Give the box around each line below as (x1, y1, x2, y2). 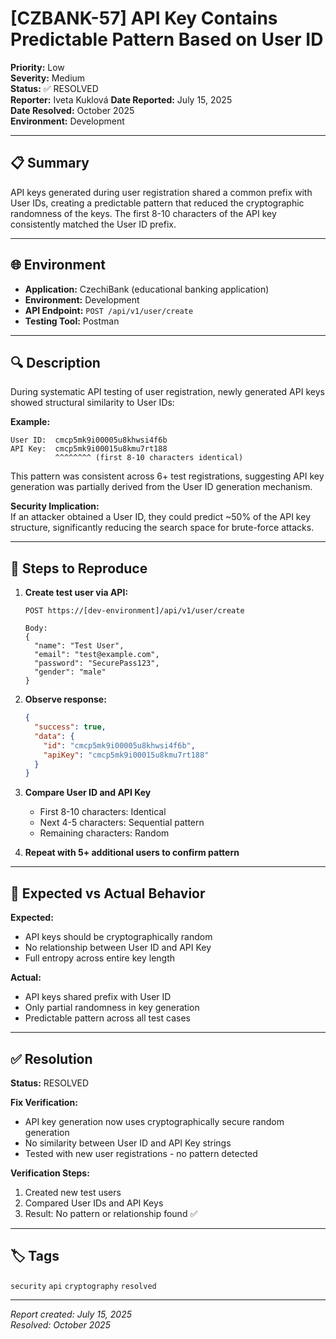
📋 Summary (10, 155, 90, 172)
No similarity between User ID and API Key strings (24, 1137, 232, 1149)
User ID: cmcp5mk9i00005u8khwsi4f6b (10, 435, 168, 446)
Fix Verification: (10, 1096, 78, 1108)
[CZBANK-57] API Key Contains (10, 7, 278, 30)
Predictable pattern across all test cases (24, 1012, 191, 1024)
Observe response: (24, 693, 107, 706)
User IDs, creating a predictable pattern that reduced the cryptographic (10, 197, 305, 209)
